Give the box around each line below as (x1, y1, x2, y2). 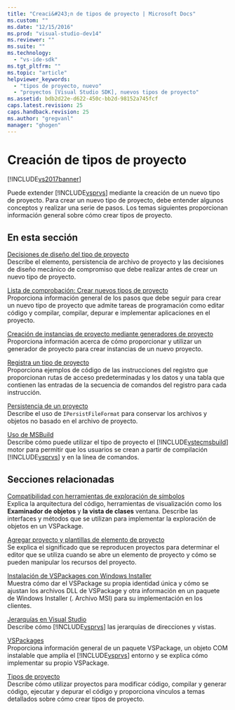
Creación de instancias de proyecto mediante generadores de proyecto (7, 330, 214, 338)
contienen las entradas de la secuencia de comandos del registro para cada (7, 381, 227, 389)
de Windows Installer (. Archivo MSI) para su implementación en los (7, 594, 203, 602)
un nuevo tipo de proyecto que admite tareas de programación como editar (7, 301, 224, 310)
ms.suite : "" (7, 43, 46, 50)
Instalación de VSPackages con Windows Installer (7, 571, 152, 581)
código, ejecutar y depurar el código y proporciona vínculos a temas (7, 687, 206, 696)
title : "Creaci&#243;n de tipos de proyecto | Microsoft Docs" (7, 10, 196, 18)
